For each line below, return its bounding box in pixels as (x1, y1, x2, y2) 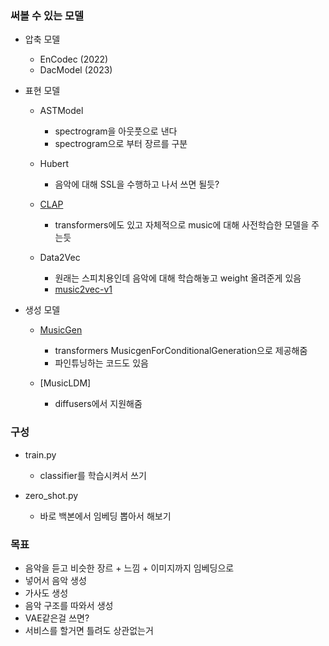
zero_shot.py (24, 489, 79, 501)
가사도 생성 (24, 587, 69, 599)
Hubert (39, 158, 70, 170)
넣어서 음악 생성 (24, 574, 87, 586)
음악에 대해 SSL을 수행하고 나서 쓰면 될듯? (54, 178, 220, 191)
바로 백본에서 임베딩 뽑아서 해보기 (39, 510, 172, 522)
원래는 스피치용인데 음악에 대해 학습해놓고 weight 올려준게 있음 (54, 272, 302, 284)
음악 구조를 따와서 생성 (24, 599, 114, 611)
